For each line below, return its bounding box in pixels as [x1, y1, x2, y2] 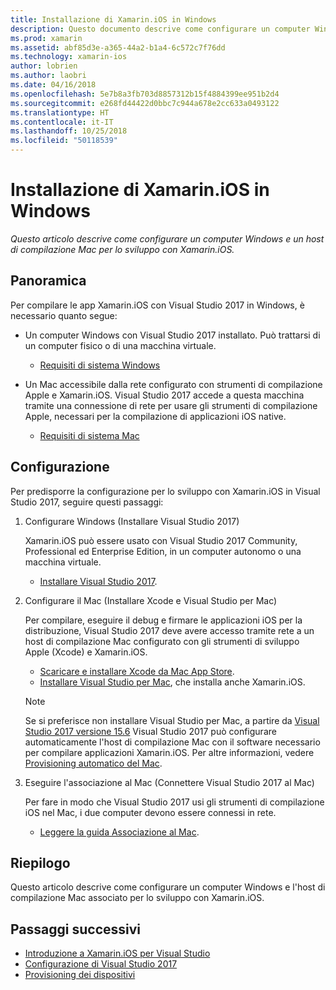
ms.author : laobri [10, 71, 87, 81]
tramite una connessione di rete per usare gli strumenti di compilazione [24, 399, 318, 411]
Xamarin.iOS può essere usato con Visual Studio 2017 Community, [24, 534, 298, 546]
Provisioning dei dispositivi [24, 969, 136, 981]
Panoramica [10, 272, 87, 290]
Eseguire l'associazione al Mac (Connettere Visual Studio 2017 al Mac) [24, 776, 315, 788]
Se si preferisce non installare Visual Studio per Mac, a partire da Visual [24, 714, 320, 726]
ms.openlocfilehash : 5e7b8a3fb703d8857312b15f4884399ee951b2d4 [10, 89, 280, 99]
